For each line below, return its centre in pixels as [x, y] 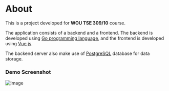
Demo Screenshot [28, 72]
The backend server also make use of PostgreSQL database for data [78, 53]
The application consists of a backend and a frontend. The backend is [79, 33]
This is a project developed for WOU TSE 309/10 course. [65, 23]
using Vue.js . [19, 43]
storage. [14, 58]
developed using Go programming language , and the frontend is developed [85, 38]
